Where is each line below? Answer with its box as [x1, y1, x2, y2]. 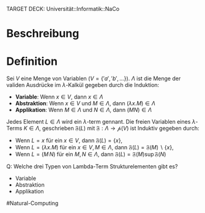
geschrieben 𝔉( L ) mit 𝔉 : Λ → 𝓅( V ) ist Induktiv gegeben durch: [42, 125, 199, 132]
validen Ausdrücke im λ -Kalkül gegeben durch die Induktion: [6, 81, 160, 89]
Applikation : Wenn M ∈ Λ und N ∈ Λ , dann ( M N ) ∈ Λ [15, 106, 152, 114]
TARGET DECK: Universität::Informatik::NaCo [6, 6, 120, 12]
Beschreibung [6, 27, 80, 40]
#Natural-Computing [6, 200, 59, 207]
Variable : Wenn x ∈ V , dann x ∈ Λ [15, 93, 103, 100]
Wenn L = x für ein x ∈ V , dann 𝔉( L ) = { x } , [15, 137, 123, 144]
